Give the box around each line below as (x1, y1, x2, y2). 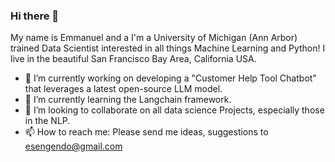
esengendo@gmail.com (24, 140, 123, 153)
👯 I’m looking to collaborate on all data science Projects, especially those (24, 104, 325, 116)
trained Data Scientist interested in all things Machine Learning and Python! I (10, 42, 326, 54)
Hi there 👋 (10, 9, 60, 23)
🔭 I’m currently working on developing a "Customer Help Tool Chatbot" (24, 72, 317, 84)
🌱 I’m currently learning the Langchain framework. (24, 94, 232, 106)
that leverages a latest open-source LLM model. (24, 83, 223, 95)
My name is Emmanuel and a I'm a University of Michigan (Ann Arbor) (10, 32, 298, 44)
